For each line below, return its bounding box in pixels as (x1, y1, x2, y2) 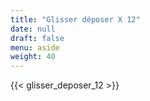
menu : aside (10, 42, 60, 53)
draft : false (10, 33, 65, 43)
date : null (10, 24, 56, 34)
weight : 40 (10, 52, 56, 62)
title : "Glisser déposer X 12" (10, 14, 141, 25)
